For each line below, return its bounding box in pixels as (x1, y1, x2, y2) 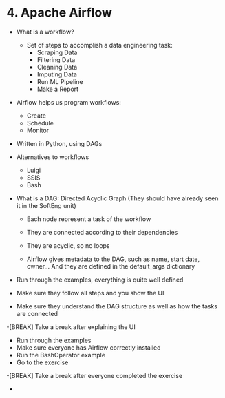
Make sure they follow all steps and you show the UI (16, 289, 164, 297)
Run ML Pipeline (36, 77, 83, 85)
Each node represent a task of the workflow (26, 215, 151, 223)
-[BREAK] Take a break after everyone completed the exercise (6, 371, 183, 379)
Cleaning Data (36, 63, 78, 71)
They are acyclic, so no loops (26, 241, 110, 249)
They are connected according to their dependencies (26, 228, 178, 236)
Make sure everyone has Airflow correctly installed (16, 343, 161, 352)
